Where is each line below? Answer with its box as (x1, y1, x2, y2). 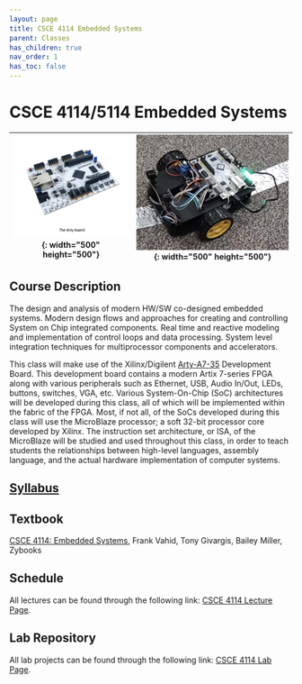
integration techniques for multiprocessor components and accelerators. (9, 341, 279, 351)
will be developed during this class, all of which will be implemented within (9, 397, 286, 407)
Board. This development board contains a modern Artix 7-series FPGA (9, 368, 273, 378)
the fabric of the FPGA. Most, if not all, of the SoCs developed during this (9, 406, 280, 417)
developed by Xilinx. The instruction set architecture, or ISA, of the (9, 425, 256, 436)
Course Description (9, 279, 121, 295)
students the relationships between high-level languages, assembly (9, 444, 259, 455)
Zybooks (9, 545, 42, 556)
